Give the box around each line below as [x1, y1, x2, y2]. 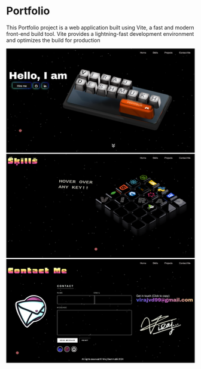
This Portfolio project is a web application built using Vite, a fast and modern [6, 24, 194, 31]
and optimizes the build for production [6, 36, 100, 44]
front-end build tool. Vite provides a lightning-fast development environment [6, 30, 194, 37]
